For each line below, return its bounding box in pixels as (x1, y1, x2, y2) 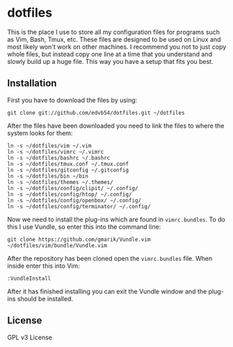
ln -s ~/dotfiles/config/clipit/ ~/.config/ (7, 185, 138, 192)
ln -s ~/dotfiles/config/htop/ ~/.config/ (7, 191, 132, 198)
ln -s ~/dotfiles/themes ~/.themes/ (7, 178, 113, 185)
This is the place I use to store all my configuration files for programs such (7, 28, 220, 36)
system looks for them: (7, 128, 73, 137)
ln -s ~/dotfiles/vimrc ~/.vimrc (7, 148, 104, 155)
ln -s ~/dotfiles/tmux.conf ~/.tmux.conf (7, 160, 129, 167)
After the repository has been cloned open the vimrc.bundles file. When (7, 254, 213, 262)
